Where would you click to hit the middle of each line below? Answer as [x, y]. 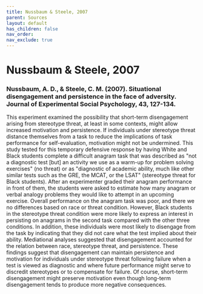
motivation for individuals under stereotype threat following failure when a [98, 259]
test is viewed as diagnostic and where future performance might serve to [98, 266]
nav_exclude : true [29, 40]
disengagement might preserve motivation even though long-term [89, 278]
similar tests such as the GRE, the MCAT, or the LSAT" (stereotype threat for [101, 175]
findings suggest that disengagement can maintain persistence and [90, 253]
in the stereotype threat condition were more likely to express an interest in [100, 214]
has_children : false [32, 29]
